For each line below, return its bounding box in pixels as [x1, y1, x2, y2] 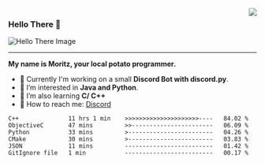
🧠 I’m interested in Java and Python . [19, 82, 139, 93]
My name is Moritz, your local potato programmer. [8, 59, 176, 69]
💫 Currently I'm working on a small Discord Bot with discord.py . [19, 75, 229, 84]
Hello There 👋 [8, 19, 62, 30]
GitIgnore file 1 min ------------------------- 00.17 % [8, 149, 248, 157]
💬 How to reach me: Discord [19, 100, 112, 109]
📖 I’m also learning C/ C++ [19, 91, 106, 101]
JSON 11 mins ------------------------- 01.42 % [8, 142, 248, 150]
